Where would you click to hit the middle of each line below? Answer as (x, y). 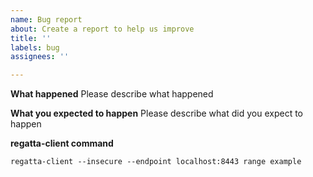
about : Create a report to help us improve (102, 29)
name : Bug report (46, 19)
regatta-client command (62, 143)
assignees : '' (40, 57)
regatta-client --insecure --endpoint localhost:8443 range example (156, 162)
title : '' (31, 38)
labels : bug (35, 47)
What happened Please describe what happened (112, 94)
